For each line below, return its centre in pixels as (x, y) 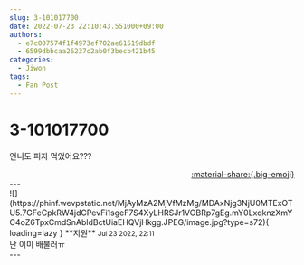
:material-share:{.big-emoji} (243, 174)
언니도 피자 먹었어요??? (51, 156)
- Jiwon (32, 69)
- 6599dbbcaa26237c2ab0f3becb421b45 (86, 52)
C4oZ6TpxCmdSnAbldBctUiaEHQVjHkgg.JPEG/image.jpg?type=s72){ (139, 222)
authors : (26, 34)
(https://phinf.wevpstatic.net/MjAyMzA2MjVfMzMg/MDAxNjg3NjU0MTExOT (151, 203)
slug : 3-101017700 (44, 18)
